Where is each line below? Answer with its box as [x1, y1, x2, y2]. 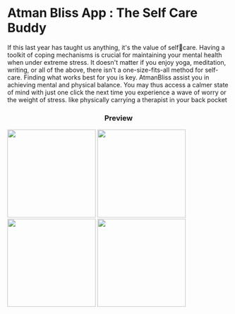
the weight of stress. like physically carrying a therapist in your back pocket [7, 95, 227, 103]
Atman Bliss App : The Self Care [7, 5, 198, 21]
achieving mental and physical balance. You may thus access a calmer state [7, 80, 229, 89]
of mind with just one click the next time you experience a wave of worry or [7, 88, 227, 96]
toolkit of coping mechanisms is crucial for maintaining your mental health [7, 51, 222, 59]
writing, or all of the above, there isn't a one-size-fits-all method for [7, 65, 203, 74]
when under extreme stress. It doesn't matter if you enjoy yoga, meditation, [7, 58, 227, 66]
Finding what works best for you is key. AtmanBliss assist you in [23, 73, 210, 82]
